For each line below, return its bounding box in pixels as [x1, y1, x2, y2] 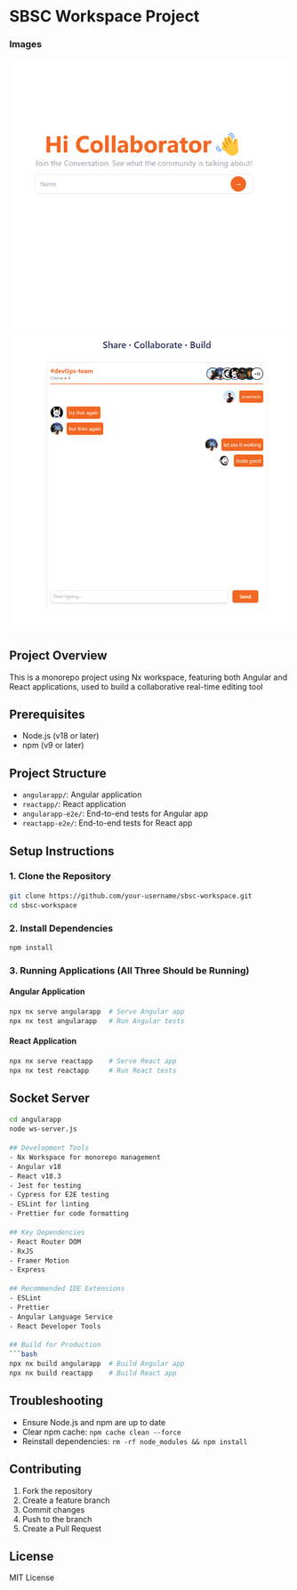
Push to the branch [21, 1513, 92, 1524]
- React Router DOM [9, 1237, 82, 1247]
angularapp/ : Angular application [21, 789, 142, 800]
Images [9, 38, 43, 51]
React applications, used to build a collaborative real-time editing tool [9, 681, 263, 691]
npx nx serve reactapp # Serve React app [9, 1056, 177, 1065]
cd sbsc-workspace [9, 900, 77, 909]
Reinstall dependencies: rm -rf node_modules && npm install [21, 1435, 248, 1447]
